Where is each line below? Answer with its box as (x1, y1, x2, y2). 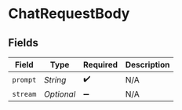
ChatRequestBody (8, 5, 130, 23)
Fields (8, 36, 39, 49)
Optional (44, 89, 76, 99)
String (44, 74, 67, 85)
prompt (12, 75, 37, 84)
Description (125, 60, 170, 70)
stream (12, 90, 37, 98)
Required (83, 60, 118, 70)
